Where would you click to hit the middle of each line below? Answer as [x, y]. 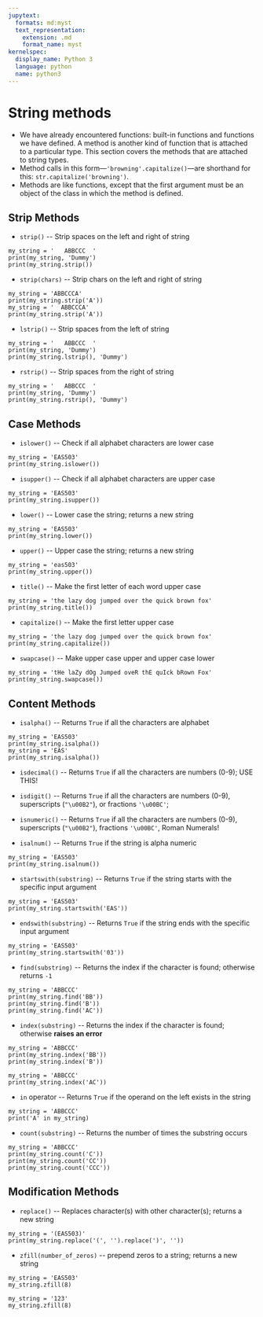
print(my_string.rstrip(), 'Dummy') [68, 400]
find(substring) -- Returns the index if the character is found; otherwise [137, 967]
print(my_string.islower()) [54, 465]
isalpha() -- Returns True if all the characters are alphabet [114, 723]
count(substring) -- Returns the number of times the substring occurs [133, 1133]
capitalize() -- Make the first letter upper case [97, 623]
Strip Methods [44, 217]
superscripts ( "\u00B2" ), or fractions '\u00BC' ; [94, 804]
